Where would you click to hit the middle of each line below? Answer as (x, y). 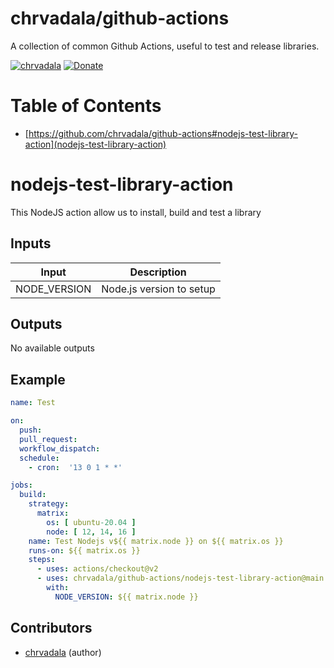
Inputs (31, 243)
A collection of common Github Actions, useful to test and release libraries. (165, 46)
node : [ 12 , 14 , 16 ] (91, 532)
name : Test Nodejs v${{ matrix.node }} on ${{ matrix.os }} (156, 541)
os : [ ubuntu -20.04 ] (91, 522)
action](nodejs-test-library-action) (95, 144)
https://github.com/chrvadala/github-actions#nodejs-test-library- (163, 133)
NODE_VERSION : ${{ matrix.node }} (126, 597)
